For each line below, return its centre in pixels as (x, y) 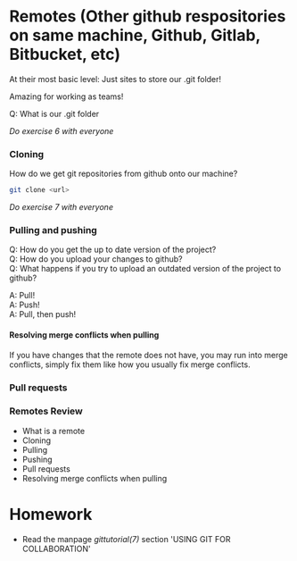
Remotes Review (46, 411)
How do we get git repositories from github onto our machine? (124, 174)
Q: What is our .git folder (54, 113)
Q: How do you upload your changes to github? (96, 259)
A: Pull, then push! (43, 314)
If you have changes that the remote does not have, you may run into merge (148, 355)
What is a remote (54, 431)
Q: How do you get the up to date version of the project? (113, 250)
